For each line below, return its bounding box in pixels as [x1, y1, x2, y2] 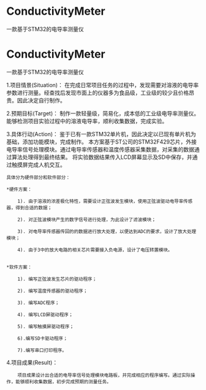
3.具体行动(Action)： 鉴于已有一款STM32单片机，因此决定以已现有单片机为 [6, 130, 196, 137]
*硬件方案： [6, 186, 32, 193]
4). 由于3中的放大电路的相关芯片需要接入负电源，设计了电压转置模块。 [17, 247, 173, 253]
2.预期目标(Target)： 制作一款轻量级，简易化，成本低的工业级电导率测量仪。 [6, 109, 199, 117]
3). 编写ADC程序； [17, 299, 60, 306]
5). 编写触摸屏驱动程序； [17, 323, 75, 329]
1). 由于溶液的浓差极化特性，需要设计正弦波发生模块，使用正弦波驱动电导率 [17, 198, 184, 204]
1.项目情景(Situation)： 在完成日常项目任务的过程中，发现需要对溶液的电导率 [6, 81, 199, 88]
